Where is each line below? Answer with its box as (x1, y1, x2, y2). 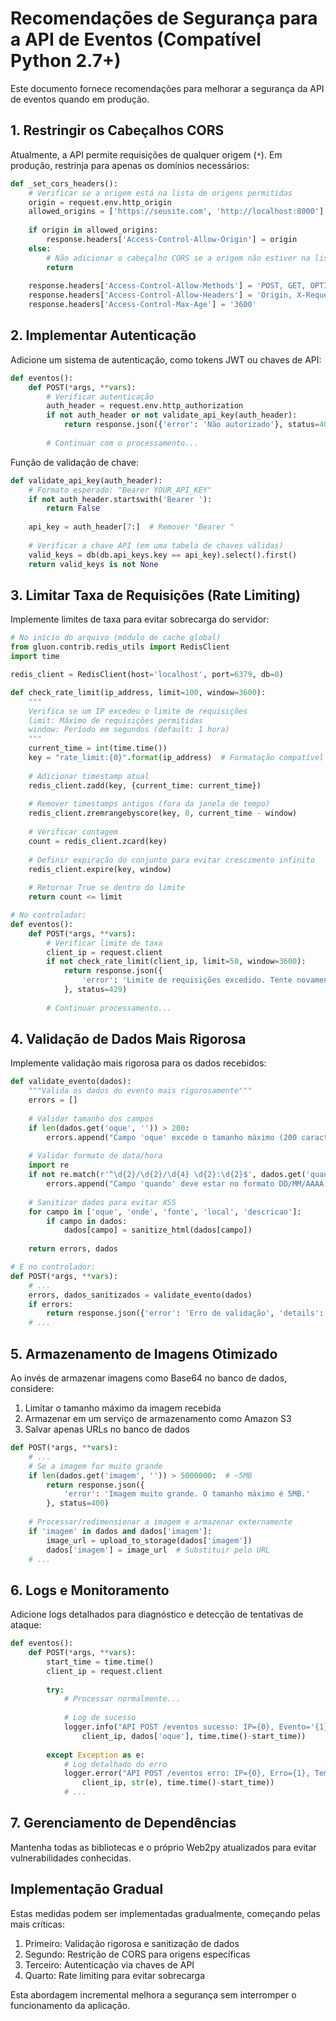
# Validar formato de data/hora (28, 1151, 163, 1161)
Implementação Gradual (10, 1881, 164, 1898)
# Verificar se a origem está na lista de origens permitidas (28, 188, 293, 198)
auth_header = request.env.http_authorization (46, 401, 244, 411)
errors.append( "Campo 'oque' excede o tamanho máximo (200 (46, 1132, 298, 1142)
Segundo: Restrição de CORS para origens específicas (24, 1948, 251, 1960)
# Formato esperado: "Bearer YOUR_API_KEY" (28, 485, 213, 495)
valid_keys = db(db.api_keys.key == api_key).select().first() (28, 550, 298, 560)
